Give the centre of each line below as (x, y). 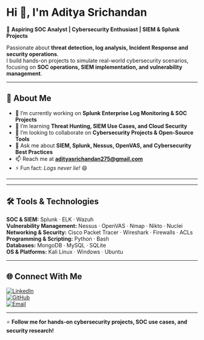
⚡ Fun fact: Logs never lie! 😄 (51, 168)
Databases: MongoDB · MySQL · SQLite (56, 245)
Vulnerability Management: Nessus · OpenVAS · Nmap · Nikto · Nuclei (95, 225)
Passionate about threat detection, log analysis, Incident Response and (97, 48)
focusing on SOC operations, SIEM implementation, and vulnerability (94, 67)
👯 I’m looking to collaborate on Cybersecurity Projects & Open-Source (104, 132)
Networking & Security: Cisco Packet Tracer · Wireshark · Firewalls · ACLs (100, 232)
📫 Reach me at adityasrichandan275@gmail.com (79, 158)
